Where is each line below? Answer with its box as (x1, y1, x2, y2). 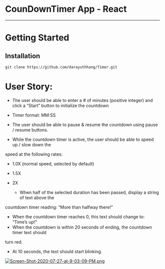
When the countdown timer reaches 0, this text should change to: (12, 213, 145, 220)
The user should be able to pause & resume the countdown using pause (12, 122, 158, 128)
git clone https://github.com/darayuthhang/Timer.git (5, 65, 118, 69)
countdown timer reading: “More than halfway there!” (5, 204, 113, 210)
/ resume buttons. (12, 127, 48, 133)
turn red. (5, 239, 23, 245)
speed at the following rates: (5, 151, 63, 157)
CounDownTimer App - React (5, 3, 127, 15)
